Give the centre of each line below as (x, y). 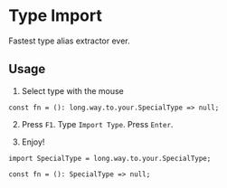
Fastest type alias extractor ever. (69, 41)
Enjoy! (33, 142)
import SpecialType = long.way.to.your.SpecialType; (110, 158)
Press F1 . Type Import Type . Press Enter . (97, 124)
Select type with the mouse (72, 90)
